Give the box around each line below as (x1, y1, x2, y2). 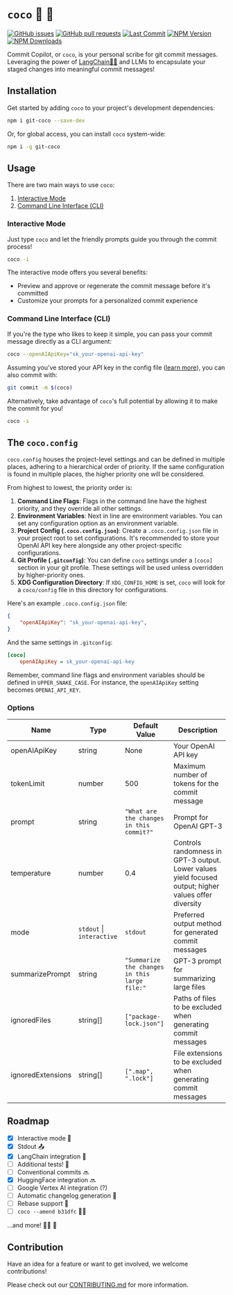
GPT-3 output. (173, 855, 221, 865)
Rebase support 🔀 (17, 1200, 69, 1208)
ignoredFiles (10, 1015, 51, 1025)
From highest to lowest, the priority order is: (7, 484, 133, 492)
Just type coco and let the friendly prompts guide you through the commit (7, 235, 217, 243)
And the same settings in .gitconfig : (7, 638, 113, 646)
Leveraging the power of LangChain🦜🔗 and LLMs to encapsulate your (7, 57, 206, 65)
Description (178, 725, 218, 735)
